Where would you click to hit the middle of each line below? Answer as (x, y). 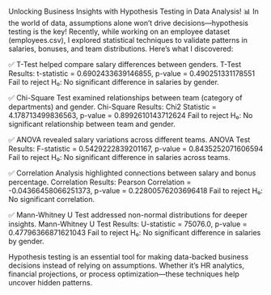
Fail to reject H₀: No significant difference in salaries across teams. (119, 157)
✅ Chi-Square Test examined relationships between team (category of (125, 98)
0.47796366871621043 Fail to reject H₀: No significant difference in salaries (135, 232)
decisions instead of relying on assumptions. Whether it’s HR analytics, (127, 265)
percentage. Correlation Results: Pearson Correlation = (100, 182)
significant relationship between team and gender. (92, 124)
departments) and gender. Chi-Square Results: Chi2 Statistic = (112, 107)
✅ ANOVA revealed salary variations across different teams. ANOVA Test (129, 139)
